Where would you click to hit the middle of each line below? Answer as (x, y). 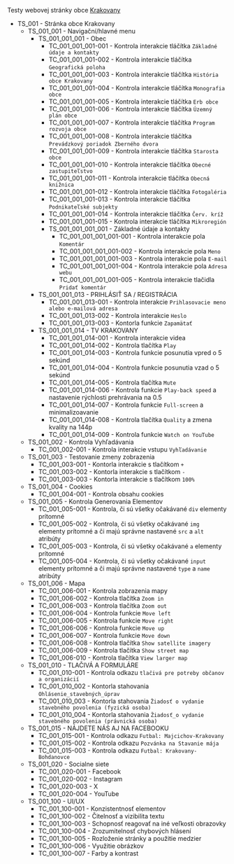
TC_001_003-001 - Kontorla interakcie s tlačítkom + (111, 464)
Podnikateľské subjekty (83, 207)
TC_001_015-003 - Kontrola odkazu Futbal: (100, 751)
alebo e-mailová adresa (83, 309)
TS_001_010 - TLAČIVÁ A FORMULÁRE (83, 665)
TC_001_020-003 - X (68, 786)
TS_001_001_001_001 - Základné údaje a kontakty (119, 229)
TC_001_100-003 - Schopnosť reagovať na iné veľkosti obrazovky (132, 823)
